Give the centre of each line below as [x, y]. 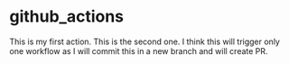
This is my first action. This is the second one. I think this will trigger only [144, 41]
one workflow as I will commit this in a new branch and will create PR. [139, 50]
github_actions [67, 17]
